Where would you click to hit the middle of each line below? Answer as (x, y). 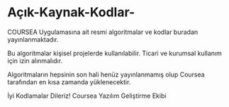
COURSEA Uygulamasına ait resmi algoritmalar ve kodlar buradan (103, 32)
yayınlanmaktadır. (33, 39)
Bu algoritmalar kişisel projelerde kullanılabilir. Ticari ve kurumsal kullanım (114, 53)
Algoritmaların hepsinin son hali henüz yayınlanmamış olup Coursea (106, 74)
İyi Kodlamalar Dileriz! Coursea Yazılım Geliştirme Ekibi (87, 96)
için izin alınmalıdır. (35, 60)
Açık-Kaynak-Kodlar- (71, 12)
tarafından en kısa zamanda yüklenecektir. (69, 81)
